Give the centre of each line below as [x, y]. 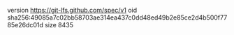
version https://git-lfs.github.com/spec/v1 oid [72, 10]
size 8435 [59, 25]
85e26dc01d [25, 25]
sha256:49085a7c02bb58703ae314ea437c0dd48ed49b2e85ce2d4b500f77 [117, 17]
